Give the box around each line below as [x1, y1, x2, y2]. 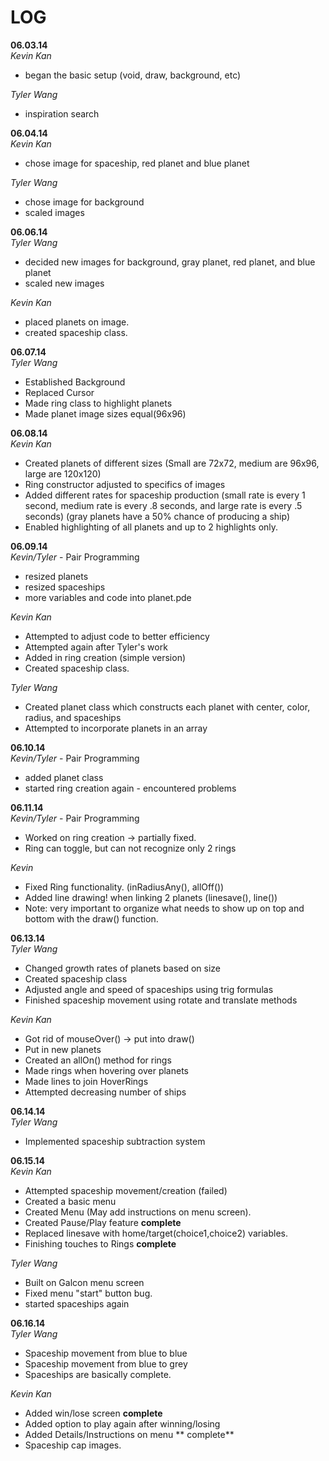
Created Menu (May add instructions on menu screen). [24, 1206, 252, 1218]
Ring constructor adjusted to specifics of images [24, 478, 226, 490]
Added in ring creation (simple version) [24, 651, 187, 663]
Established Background [24, 376, 126, 388]
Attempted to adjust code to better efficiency [24, 630, 210, 642]
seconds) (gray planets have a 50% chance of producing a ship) [24, 510, 291, 522]
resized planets [24, 570, 89, 582]
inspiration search [24, 107, 100, 120]
